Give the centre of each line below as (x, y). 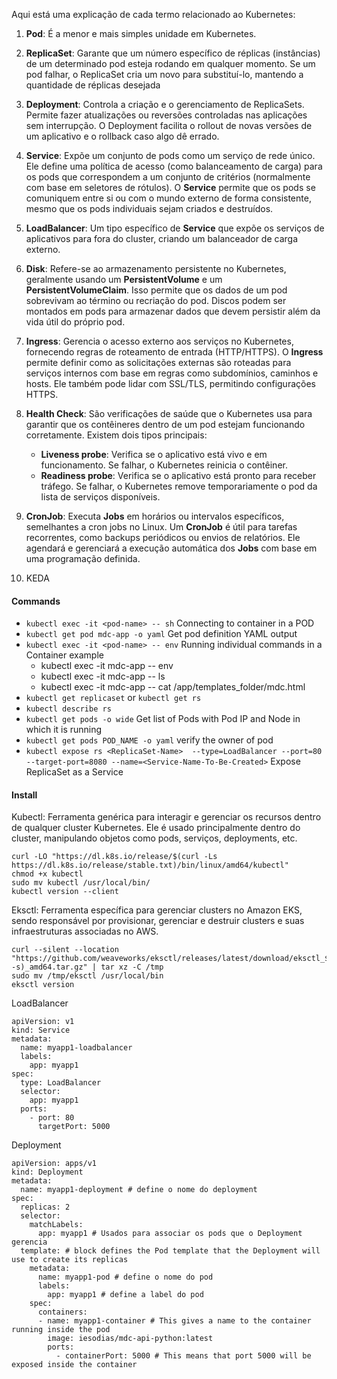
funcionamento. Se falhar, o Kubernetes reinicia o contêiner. (164, 465)
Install (24, 795)
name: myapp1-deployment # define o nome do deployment (139, 1190)
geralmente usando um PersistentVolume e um (124, 279)
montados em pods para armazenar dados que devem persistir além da (173, 311)
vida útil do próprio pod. (75, 322)
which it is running (64, 730)
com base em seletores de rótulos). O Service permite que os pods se (170, 187)
